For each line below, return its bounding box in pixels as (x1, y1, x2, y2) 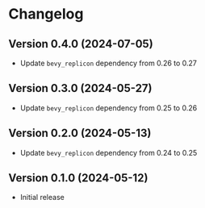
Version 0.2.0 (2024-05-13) (8, 127, 152, 140)
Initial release (19, 193, 65, 202)
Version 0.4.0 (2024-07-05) (8, 37, 153, 51)
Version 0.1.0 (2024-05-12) (8, 171, 149, 185)
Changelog (8, 5, 84, 23)
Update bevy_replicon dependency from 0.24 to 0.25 (19, 148, 198, 157)
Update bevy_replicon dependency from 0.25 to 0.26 (19, 102, 198, 113)
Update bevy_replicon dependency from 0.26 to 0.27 (19, 58, 198, 68)
